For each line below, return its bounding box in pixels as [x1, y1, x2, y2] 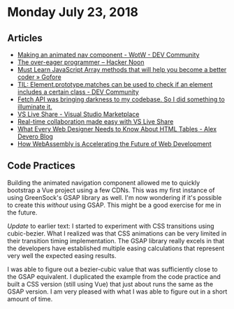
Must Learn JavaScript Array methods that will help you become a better [17, 66, 227, 73]
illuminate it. [17, 103, 52, 110]
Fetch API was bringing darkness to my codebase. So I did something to [17, 95, 225, 103]
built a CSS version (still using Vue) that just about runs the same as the [7, 280, 214, 288]
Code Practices [7, 160, 75, 172]
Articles [7, 32, 43, 44]
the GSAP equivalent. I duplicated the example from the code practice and [7, 272, 221, 280]
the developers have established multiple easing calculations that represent [7, 244, 225, 252]
